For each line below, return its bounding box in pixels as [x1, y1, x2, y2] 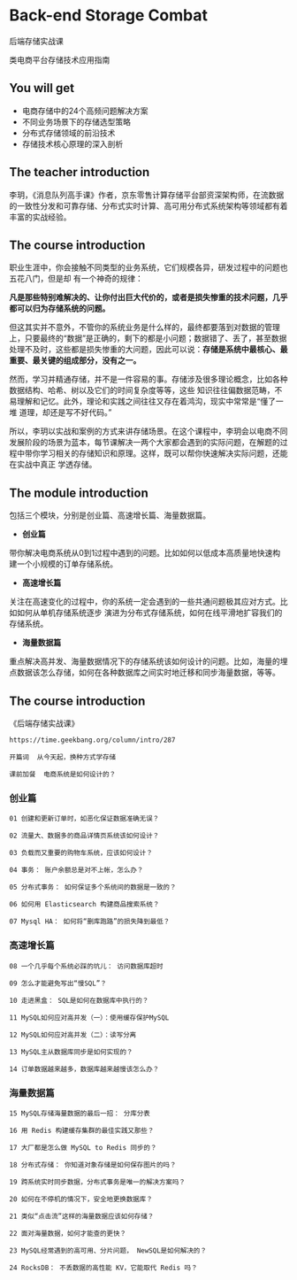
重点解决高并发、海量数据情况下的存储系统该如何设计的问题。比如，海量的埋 [9, 656, 288, 667]
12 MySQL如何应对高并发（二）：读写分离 [9, 1030, 137, 1039]
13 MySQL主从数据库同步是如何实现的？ [9, 1047, 133, 1056]
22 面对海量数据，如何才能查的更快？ [9, 1229, 126, 1238]
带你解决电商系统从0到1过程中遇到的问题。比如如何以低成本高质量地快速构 [9, 548, 281, 559]
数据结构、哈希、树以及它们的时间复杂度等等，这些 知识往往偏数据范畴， [9, 385, 275, 396]
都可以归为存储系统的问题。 [9, 303, 110, 314]
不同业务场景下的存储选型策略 [21, 116, 131, 127]
